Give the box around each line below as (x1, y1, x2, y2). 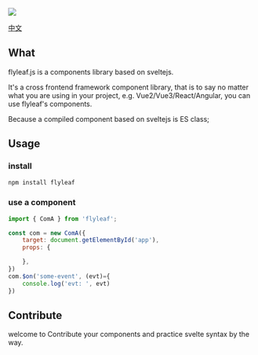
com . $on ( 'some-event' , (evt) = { (8, 272, 111, 280)
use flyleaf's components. (8, 99, 93, 108)
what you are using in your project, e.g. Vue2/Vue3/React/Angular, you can (8, 90, 251, 100)
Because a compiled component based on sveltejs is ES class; (8, 114, 210, 123)
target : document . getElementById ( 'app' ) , (22, 236, 159, 244)
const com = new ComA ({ (8, 229, 86, 237)
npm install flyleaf (8, 178, 76, 186)
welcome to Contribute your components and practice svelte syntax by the (8, 330, 249, 339)
